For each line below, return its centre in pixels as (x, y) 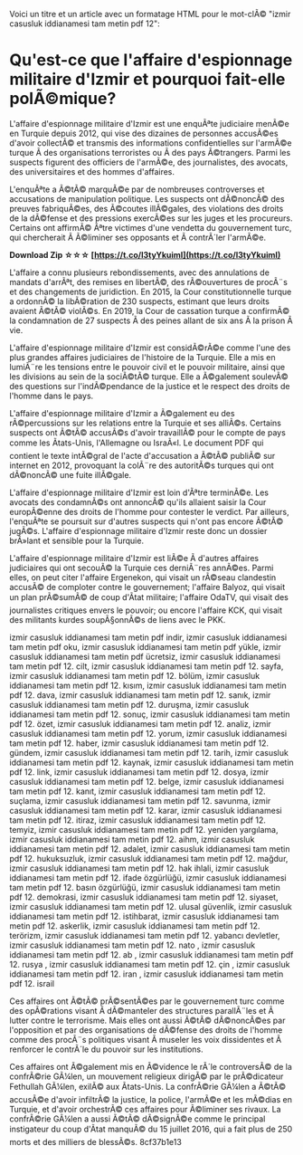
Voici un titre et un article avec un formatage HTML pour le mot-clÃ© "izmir (150, 14)
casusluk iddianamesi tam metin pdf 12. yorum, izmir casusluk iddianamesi (148, 733)
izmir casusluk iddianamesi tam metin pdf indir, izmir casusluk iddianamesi (148, 637)
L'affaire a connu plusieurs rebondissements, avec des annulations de (139, 272)
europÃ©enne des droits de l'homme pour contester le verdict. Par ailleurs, (149, 511)
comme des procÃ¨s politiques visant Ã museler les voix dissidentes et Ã (146, 1039)
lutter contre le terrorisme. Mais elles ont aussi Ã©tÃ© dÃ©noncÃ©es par (147, 1020)
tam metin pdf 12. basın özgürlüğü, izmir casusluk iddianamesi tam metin (145, 887)
